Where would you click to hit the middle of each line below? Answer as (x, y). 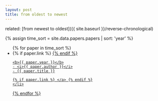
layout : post (19, 10)
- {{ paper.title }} (34, 71)
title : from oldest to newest (37, 14)
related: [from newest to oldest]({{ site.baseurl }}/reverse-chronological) (79, 28)
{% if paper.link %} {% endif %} (45, 53)
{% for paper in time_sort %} (42, 48)
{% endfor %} (27, 93)
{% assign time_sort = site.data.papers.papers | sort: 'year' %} (69, 38)
